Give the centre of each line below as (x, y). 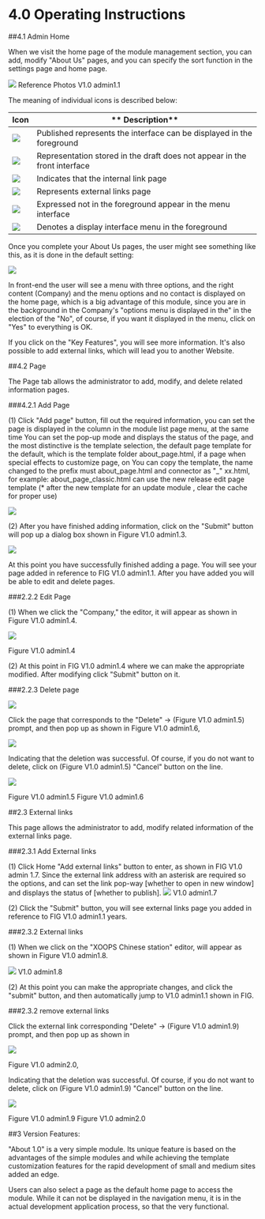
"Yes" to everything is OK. (50, 326)
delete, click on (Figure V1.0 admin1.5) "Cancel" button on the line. (116, 766)
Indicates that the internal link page (102, 178)
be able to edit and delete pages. (62, 581)
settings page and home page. (58, 68)
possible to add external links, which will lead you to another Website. (121, 350)
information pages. (39, 390)
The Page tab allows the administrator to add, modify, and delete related (125, 381)
